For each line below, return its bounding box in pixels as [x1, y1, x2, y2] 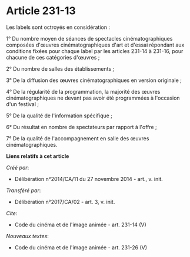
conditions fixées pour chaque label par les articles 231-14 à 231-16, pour [6, 47, 184, 54]
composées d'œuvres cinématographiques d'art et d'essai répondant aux [6, 41, 185, 48]
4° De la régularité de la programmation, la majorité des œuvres [6, 88, 161, 95]
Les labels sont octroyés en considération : [6, 24, 111, 31]
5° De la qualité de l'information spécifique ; [6, 112, 113, 119]
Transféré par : [6, 187, 41, 194]
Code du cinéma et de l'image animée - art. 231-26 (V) [14, 243, 148, 251]
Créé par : [6, 164, 29, 171]
